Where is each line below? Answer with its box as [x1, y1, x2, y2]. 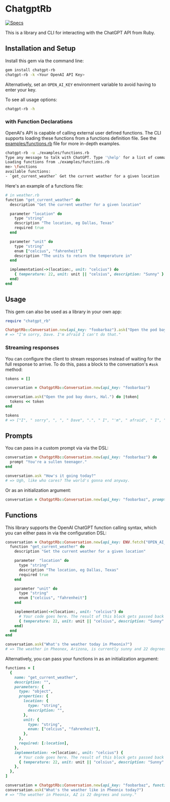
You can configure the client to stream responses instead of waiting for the [5, 355, 161, 362]
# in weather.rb [5, 193, 39, 198]
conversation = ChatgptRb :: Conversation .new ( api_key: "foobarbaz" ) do [5, 455, 157, 460]
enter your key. [5, 86, 37, 93]
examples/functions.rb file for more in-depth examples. [5, 140, 120, 147]
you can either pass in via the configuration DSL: [5, 529, 107, 536]
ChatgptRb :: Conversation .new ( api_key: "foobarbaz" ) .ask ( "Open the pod [5, 327, 157, 333]
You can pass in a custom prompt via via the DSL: [5, 445, 109, 451]
